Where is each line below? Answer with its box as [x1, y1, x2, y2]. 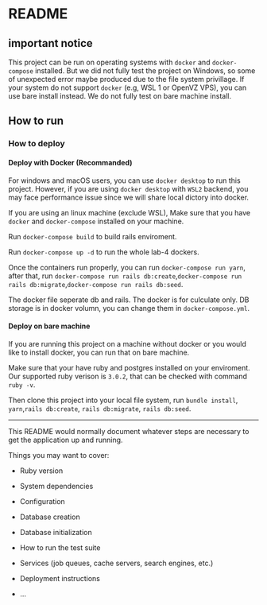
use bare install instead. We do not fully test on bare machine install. [8, 91, 232, 100]
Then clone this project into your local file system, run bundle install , [8, 395, 238, 405]
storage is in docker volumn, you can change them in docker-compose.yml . [8, 303, 250, 312]
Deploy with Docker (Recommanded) [8, 157, 133, 167]
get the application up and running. [8, 435, 123, 444]
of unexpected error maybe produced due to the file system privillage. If [8, 75, 245, 83]
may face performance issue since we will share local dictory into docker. [8, 192, 249, 202]
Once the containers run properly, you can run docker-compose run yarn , [8, 262, 246, 272]
